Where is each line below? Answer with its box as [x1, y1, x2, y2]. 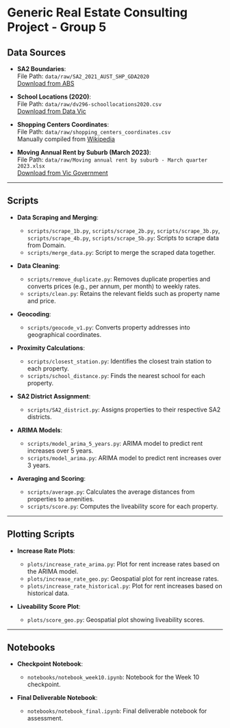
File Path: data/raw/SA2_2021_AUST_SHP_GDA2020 [16, 72, 149, 80]
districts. [27, 412, 53, 421]
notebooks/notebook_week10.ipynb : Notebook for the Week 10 [27, 673, 200, 681]
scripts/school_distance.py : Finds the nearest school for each [27, 371, 205, 379]
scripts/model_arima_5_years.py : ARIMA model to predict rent [27, 439, 203, 447]
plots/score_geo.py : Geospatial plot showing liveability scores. [27, 615, 205, 624]
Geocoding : [16, 310, 51, 318]
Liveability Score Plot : [16, 602, 81, 610]
